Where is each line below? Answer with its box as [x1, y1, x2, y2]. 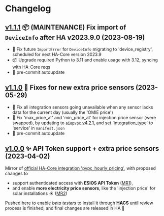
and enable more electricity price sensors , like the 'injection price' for [12, 185, 156, 191]
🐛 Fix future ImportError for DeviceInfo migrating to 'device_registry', [12, 46, 153, 52]
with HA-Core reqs [12, 64, 51, 70]
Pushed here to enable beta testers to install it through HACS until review [5, 200, 154, 206]
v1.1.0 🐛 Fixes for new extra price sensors [5, 83, 134, 92]
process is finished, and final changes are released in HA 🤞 [5, 205, 125, 211]
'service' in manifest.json [12, 125, 65, 131]
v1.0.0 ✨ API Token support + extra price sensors [5, 144, 159, 153]
